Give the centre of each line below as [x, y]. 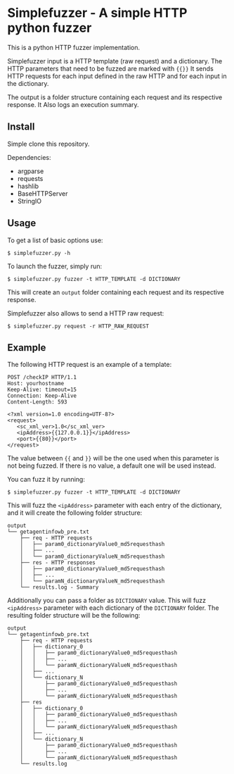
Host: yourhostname [36, 384]
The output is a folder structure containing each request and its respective [115, 97]
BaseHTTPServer [43, 193]
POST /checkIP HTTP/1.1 [42, 377]
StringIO [30, 201]
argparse [31, 171]
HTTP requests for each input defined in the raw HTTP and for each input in [117, 76]
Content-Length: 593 [38, 402]
